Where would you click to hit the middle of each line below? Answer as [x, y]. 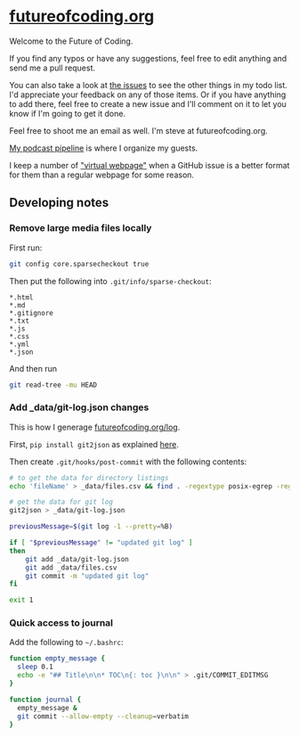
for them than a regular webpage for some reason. [101, 175]
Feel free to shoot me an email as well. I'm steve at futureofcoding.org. [139, 130]
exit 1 [21, 600]
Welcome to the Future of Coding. [71, 41]
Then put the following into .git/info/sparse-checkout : [110, 281]
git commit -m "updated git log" [87, 576]
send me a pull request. [53, 68]
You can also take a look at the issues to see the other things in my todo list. [148, 85]
